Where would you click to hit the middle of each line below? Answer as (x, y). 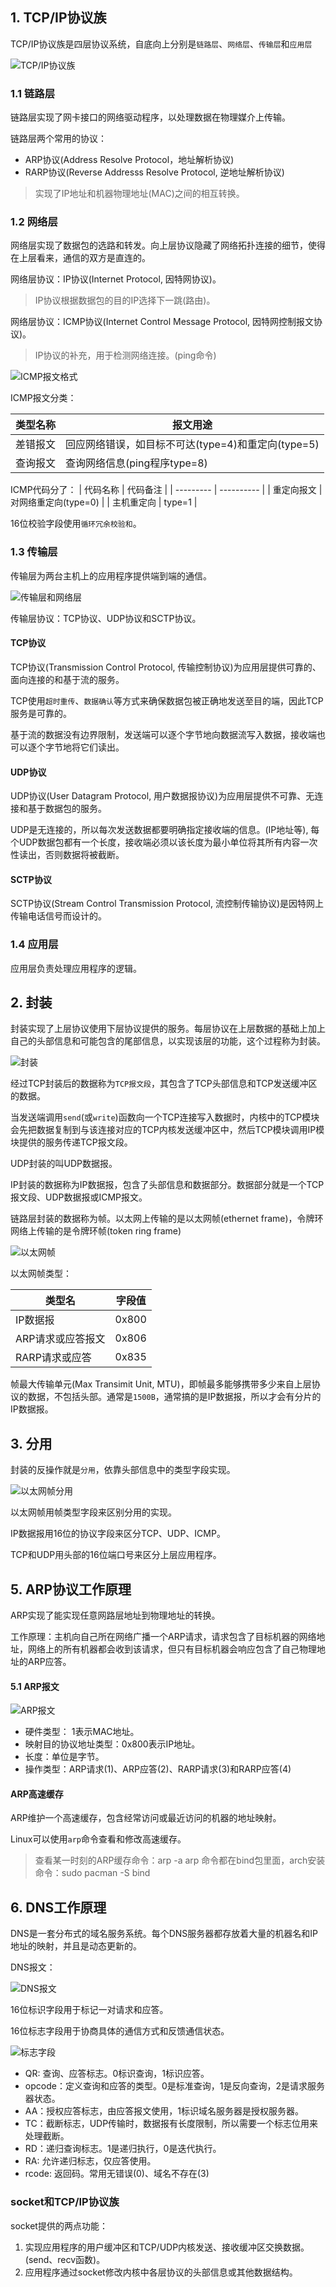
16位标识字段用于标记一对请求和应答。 (89, 2010)
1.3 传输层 (34, 552)
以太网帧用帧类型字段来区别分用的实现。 (93, 1512)
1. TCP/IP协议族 (58, 18)
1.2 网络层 (34, 222)
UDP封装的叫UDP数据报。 (64, 1164)
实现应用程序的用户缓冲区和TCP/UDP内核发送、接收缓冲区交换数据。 (167, 2247)
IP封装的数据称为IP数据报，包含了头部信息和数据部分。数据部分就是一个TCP (167, 1185)
